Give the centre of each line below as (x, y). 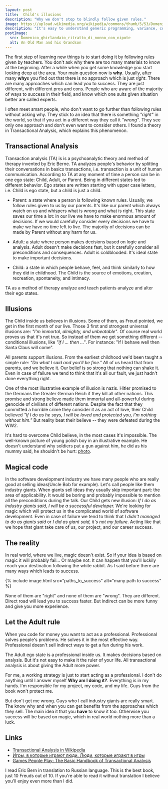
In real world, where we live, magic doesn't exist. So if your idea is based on (83, 555)
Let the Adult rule (33, 622)
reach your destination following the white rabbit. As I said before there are (82, 566)
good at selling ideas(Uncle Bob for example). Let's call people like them (80, 485)
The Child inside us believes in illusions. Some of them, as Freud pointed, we (84, 321)
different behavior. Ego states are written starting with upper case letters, (80, 185)
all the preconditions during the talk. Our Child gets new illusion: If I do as (81, 501)
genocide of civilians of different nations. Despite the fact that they (74, 404)
